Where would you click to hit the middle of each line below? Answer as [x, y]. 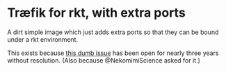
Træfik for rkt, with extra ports [96, 13]
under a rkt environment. [43, 39]
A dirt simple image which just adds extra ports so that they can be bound [113, 32]
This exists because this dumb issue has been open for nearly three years [113, 53]
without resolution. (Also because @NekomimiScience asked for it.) [104, 60]
